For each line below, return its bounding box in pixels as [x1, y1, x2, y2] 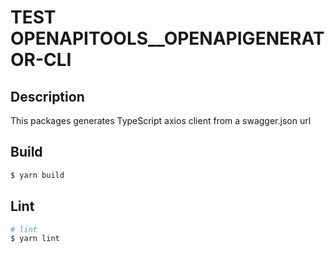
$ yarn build [10, 170, 65, 180]
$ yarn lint [10, 234, 60, 244]
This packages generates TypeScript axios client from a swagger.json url [10, 115, 312, 126]
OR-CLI [10, 49, 72, 71]
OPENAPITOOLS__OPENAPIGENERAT [10, 27, 325, 50]
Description [10, 88, 85, 105]
